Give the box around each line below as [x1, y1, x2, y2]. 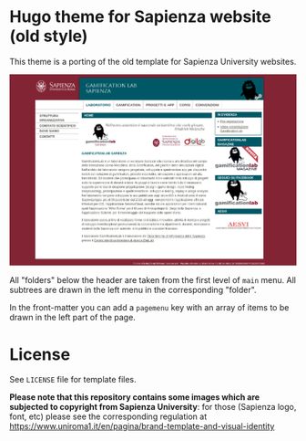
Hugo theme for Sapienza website [9, 6, 271, 27]
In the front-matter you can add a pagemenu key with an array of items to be [9, 302, 290, 313]
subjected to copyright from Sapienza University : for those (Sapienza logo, [9, 402, 297, 413]
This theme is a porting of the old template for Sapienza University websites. [9, 56, 297, 67]
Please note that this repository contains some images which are [9, 392, 260, 403]
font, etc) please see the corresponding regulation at [9, 411, 208, 422]
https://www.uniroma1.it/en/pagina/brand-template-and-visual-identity [9, 421, 275, 432]
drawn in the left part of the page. [9, 312, 137, 323]
